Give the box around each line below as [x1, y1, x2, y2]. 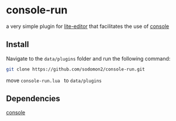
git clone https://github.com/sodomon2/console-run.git [6, 66, 145, 72]
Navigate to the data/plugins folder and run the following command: [6, 55, 171, 62]
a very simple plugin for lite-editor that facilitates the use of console [6, 23, 170, 30]
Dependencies [6, 94, 60, 104]
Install [6, 40, 29, 49]
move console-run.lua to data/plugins [6, 77, 102, 84]
